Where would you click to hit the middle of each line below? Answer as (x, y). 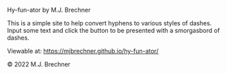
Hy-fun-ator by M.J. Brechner (49, 10)
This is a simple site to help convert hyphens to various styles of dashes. (109, 23)
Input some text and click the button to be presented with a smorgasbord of (113, 30)
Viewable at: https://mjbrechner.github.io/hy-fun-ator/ (83, 51)
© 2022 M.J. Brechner (39, 64)
